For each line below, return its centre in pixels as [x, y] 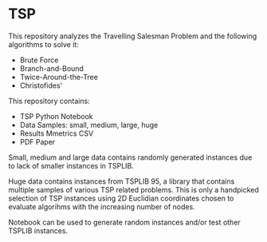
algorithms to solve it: [44, 44]
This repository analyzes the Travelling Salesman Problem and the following [133, 36]
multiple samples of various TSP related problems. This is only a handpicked [133, 189]
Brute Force [39, 60]
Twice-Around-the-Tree [59, 77]
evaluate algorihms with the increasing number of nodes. [102, 206]
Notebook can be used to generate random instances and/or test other [124, 222]
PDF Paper [37, 141]
